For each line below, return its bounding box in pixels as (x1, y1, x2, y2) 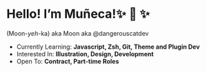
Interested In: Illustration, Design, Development (16, 49, 154, 58)
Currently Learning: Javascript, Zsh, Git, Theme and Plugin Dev (16, 43, 200, 51)
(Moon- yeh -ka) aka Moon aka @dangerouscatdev (6, 29, 149, 37)
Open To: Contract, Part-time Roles (16, 57, 119, 65)
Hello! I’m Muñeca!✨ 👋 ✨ (6, 6, 150, 22)
